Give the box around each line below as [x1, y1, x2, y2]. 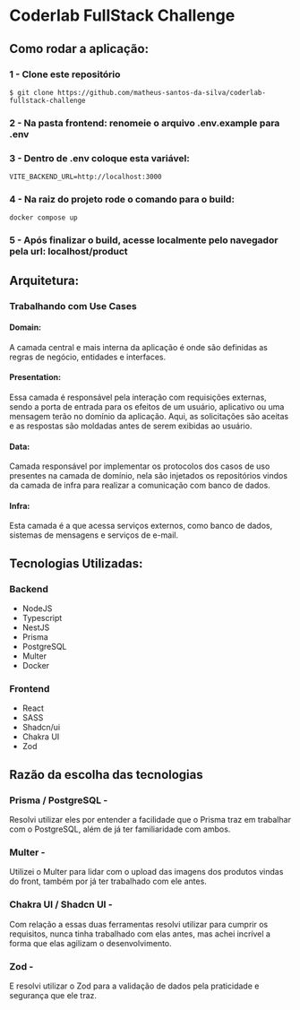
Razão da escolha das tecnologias [9, 767, 203, 782]
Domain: [9, 322, 42, 332]
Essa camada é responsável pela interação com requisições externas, [9, 392, 267, 403]
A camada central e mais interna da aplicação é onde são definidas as [9, 341, 269, 352]
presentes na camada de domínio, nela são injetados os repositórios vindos [9, 470, 288, 481]
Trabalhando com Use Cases [9, 299, 137, 312]
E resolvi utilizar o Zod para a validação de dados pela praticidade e [9, 980, 260, 991]
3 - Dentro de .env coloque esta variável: [9, 151, 190, 164]
